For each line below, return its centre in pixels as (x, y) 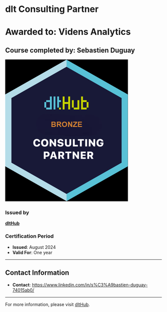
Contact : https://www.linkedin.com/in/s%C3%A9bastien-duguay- (80, 285)
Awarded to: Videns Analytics (68, 32)
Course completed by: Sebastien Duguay (70, 50)
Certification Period (29, 236)
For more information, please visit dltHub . (48, 304)
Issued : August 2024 (34, 247)
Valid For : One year (32, 252)
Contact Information (37, 273)
